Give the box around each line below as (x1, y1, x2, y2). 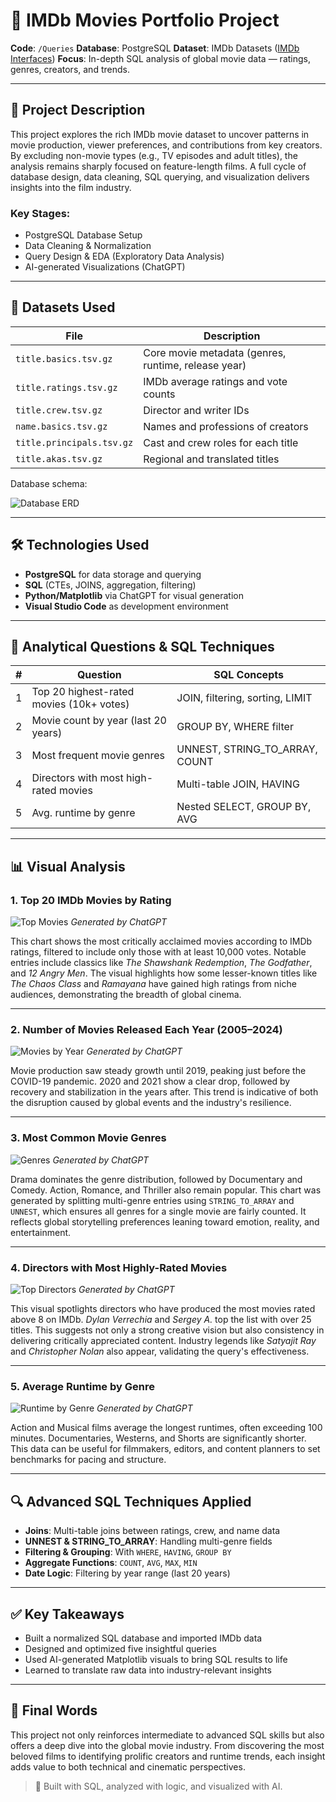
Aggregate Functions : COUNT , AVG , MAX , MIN (24, 1557, 198, 1569)
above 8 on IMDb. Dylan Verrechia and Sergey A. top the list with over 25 (10, 1314, 312, 1326)
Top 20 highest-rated (31, 685, 135, 699)
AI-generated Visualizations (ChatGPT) (24, 261, 186, 273)
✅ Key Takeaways (10, 1605, 125, 1623)
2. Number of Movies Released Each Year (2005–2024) (10, 1023, 283, 1037)
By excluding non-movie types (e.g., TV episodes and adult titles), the (10, 149, 298, 161)
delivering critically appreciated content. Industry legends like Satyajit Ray (10, 1335, 317, 1347)
